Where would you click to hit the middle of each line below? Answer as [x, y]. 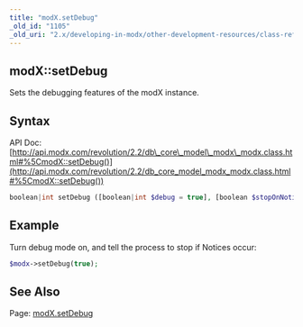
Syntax [30, 121]
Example [34, 226]
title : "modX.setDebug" [54, 18]
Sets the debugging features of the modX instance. [105, 93]
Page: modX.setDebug [51, 313]
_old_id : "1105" [40, 26]
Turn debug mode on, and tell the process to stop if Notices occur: [133, 247]
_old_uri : [28, 34]
